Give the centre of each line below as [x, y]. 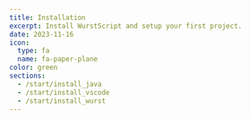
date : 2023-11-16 [42, 34]
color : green [34, 68]
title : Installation [48, 17]
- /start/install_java [60, 84]
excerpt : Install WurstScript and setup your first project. [126, 26]
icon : [19, 42]
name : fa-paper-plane [58, 59]
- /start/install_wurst [61, 101]
